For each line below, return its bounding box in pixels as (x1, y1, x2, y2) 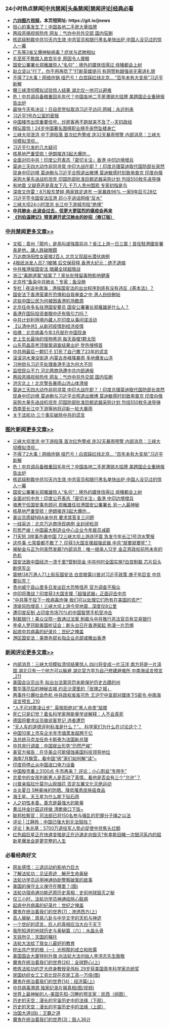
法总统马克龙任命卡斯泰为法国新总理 (12, 736, 89, 742)
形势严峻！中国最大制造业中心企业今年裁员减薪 (12, 527, 110, 533)
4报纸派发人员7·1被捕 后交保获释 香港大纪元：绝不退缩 (12, 259, 126, 265)
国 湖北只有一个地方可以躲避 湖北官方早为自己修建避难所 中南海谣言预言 (12, 668, 163, 674)
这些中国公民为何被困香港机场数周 (12, 297, 84, 303)
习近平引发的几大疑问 (12, 144, 57, 151)
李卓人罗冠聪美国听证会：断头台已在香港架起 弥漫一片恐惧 (12, 622, 134, 628)
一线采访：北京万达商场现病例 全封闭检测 (12, 521, 99, 527)
